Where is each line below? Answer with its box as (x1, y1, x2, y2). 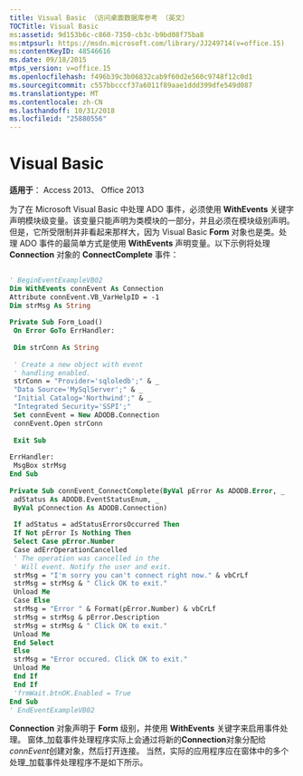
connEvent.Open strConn (13, 419, 103, 428)
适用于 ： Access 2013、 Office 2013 (9, 185, 145, 196)
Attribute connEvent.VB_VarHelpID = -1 (9, 292, 160, 302)
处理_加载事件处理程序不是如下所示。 (9, 757, 148, 768)
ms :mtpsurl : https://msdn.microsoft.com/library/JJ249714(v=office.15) (9, 38, 285, 48)
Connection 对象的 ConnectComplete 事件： (9, 249, 179, 260)
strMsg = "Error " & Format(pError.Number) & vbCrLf (13, 605, 217, 614)
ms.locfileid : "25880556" (9, 114, 107, 123)
